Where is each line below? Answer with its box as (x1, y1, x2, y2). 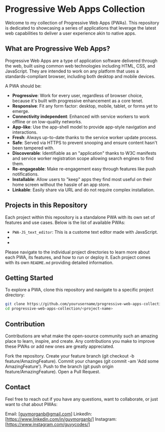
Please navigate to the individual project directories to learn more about (5, 249, 150, 255)
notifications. (12, 171, 39, 177)
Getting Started (5, 274, 54, 282)
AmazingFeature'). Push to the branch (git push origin (5, 363, 114, 369)
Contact (5, 383, 30, 392)
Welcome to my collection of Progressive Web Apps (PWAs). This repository (5, 20, 160, 26)
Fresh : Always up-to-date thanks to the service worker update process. (12, 134, 158, 140)
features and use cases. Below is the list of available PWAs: (5, 219, 125, 225)
